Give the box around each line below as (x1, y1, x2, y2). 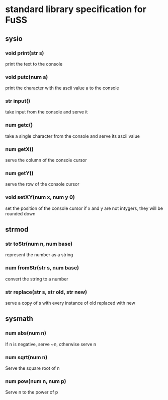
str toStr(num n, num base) (5, 240, 73, 247)
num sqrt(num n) (5, 354, 48, 361)
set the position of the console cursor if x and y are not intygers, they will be (5, 205, 163, 211)
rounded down (5, 210, 36, 216)
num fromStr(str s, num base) (5, 264, 79, 271)
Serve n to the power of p (5, 389, 58, 395)
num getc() (5, 122, 33, 129)
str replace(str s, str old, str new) (5, 289, 87, 296)
